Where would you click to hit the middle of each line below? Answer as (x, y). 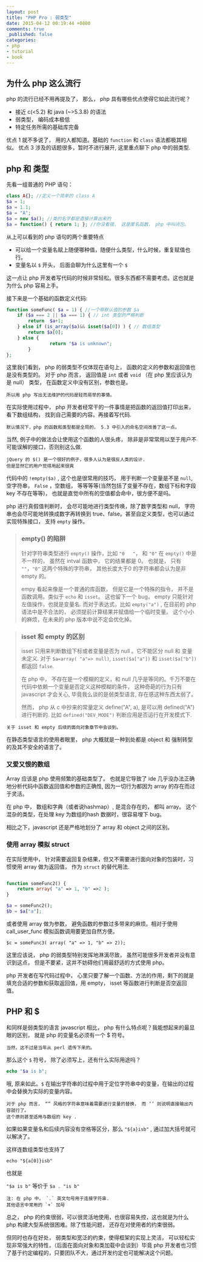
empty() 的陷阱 (43, 539)
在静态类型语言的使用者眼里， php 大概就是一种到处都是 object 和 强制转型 (100, 739)
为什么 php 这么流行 (44, 84)
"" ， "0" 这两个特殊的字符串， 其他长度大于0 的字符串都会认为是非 (104, 568)
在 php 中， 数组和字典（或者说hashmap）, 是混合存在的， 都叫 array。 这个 (101, 807)
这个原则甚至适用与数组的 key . (42, 1117)
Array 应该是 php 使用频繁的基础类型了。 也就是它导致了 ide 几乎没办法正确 (101, 779)
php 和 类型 (28, 169)
